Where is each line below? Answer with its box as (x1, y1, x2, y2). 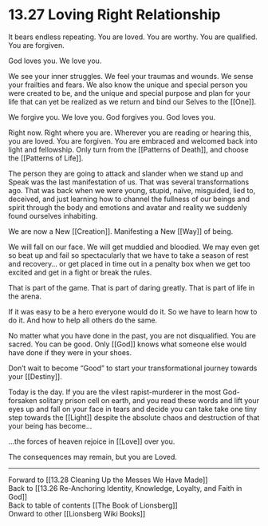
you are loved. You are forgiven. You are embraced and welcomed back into (8, 136, 258, 145)
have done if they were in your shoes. (8, 347, 132, 357)
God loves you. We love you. (8, 56, 102, 65)
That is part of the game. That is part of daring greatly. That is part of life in (8, 283, 255, 292)
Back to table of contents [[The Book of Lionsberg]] (8, 500, 178, 510)
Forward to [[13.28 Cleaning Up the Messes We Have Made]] (8, 475, 208, 484)
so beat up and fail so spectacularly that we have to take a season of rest (8, 250, 249, 260)
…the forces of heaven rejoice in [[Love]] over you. (8, 437, 175, 446)
